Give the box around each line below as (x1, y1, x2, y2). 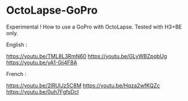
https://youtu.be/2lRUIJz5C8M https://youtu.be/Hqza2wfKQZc (6, 81, 160, 89)
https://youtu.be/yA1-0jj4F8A (6, 59, 78, 66)
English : (6, 41, 27, 48)
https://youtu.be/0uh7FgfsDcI (6, 88, 79, 95)
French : (6, 70, 27, 77)
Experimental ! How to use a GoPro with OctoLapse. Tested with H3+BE (6, 23, 182, 30)
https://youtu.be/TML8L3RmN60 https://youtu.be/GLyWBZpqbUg (6, 52, 167, 59)
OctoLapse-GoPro (6, 4, 98, 17)
